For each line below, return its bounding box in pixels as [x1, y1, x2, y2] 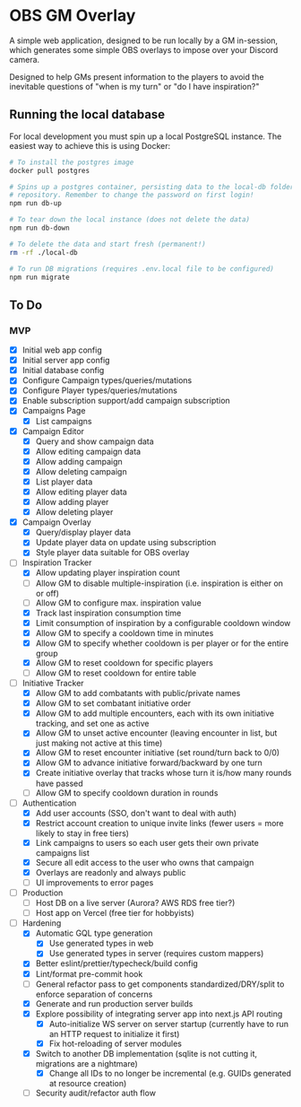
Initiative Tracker [21, 678, 84, 688]
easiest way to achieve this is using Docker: [9, 140, 171, 151]
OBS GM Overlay [9, 5, 136, 26]
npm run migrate [9, 273, 70, 282]
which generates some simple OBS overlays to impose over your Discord [9, 44, 279, 55]
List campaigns [35, 415, 92, 426]
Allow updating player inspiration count [35, 567, 181, 579]
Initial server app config [21, 355, 110, 366]
